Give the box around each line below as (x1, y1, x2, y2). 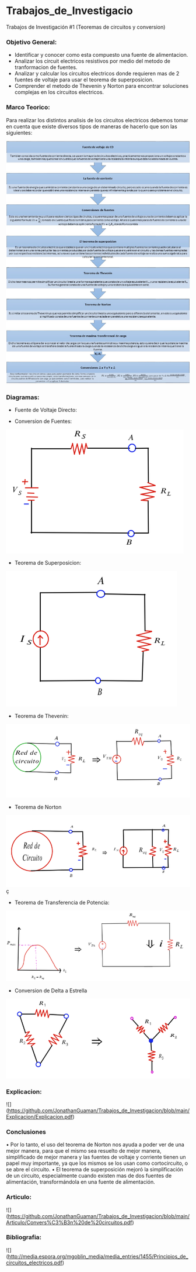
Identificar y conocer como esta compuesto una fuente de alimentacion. (14, 51, 188, 59)
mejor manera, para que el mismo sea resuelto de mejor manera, (6, 1147, 162, 1154)
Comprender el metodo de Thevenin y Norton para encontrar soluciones (14, 82, 188, 90)
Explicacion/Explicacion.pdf (6, 1113, 73, 1120)
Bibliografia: (6, 1233, 42, 1242)
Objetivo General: (6, 38, 57, 46)
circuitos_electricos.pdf (6, 1259, 62, 1266)
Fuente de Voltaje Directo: (14, 407, 78, 414)
